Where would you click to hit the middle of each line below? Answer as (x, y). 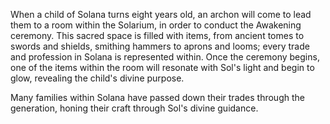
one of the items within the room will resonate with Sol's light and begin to (162, 67)
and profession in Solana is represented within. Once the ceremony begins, (165, 57)
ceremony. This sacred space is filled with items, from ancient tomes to (157, 35)
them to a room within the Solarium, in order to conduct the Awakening (156, 25)
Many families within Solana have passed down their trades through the (157, 97)
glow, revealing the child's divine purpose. (97, 78)
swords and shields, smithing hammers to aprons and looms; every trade (160, 46)
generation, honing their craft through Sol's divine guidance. (134, 108)
